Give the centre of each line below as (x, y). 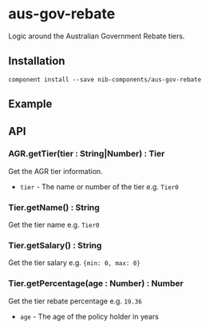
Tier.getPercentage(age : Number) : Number (96, 283)
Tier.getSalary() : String (55, 246)
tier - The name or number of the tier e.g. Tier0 (99, 186)
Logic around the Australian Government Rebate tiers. (97, 36)
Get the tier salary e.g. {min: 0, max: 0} (75, 263)
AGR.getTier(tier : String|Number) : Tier (87, 154)
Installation (37, 61)
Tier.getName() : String (54, 207)
